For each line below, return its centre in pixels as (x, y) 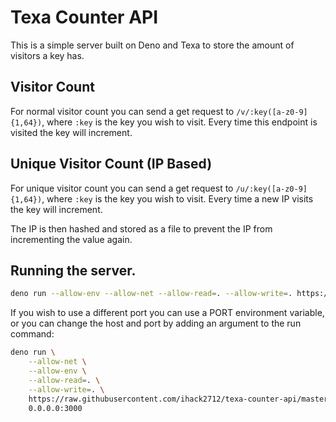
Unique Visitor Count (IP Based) (111, 164)
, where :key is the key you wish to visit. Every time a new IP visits (177, 198)
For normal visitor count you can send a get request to (122, 111)
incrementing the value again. (71, 239)
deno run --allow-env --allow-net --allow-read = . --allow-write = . (151, 294)
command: (32, 334)
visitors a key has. (47, 55)
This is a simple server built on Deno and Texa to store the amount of (152, 45)
